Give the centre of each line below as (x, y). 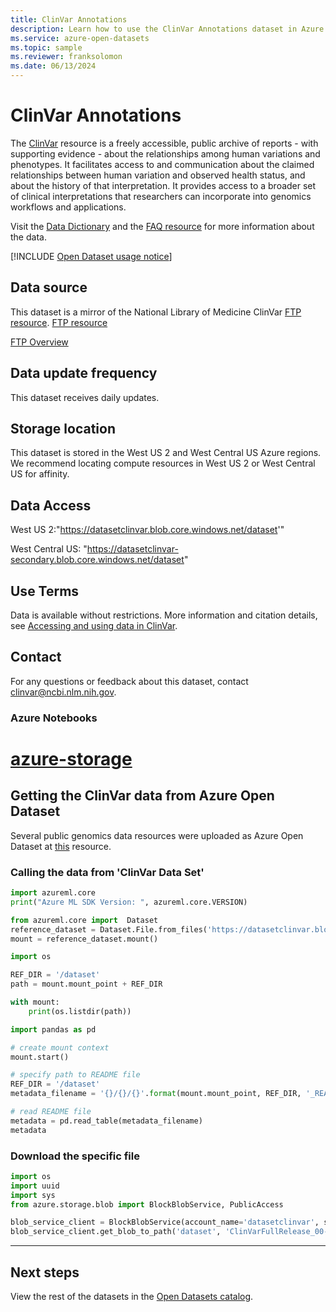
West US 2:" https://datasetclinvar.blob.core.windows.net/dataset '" (147, 530)
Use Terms (45, 591)
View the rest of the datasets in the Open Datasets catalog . (132, 1297)
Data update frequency (84, 373)
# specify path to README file (75, 1075)
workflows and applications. (68, 207)
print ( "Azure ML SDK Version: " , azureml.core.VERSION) (129, 902)
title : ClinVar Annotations (69, 19)
